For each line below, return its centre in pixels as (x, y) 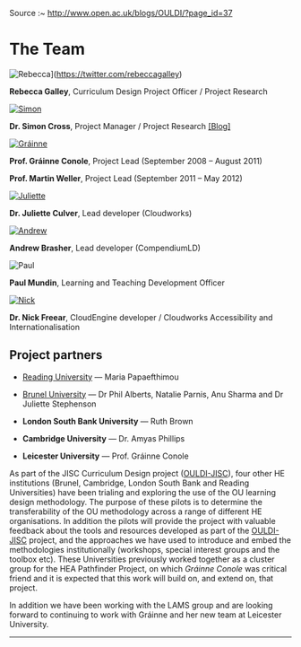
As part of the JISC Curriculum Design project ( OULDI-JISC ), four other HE (147, 473)
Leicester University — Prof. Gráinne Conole (106, 456)
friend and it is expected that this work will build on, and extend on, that (142, 578)
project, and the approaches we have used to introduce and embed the (159, 540)
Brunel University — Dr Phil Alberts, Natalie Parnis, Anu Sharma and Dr (153, 394)
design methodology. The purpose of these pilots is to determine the (136, 502)
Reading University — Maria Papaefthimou (100, 377)
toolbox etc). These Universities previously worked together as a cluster (142, 559)
